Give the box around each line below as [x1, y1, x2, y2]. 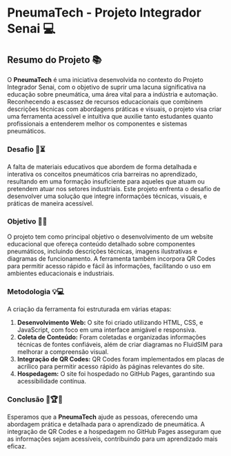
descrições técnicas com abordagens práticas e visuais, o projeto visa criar [7, 105, 222, 113]
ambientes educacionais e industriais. [7, 269, 115, 277]
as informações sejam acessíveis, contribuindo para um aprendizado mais [7, 435, 219, 443]
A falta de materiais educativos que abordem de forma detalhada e [7, 163, 197, 171]
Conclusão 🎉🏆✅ [7, 395, 63, 404]
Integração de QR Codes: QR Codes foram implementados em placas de [17, 355, 225, 363]
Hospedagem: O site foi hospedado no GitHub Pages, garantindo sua [17, 369, 215, 377]
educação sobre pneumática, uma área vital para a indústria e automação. [7, 90, 219, 98]
